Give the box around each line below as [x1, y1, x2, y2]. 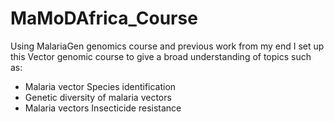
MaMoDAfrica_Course [10, 7, 198, 30]
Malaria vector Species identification [24, 80, 177, 92]
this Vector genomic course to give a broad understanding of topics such [10, 50, 312, 62]
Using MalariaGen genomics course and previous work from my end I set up [10, 40, 325, 52]
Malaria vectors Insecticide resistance [24, 102, 182, 114]
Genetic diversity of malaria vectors [24, 91, 172, 103]
